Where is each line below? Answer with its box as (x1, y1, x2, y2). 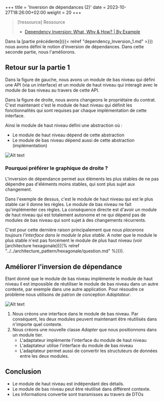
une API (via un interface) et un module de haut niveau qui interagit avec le (5, 82, 158, 88)
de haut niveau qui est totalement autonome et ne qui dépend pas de (5, 212, 146, 218)
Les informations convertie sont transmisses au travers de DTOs (12, 391, 144, 397)
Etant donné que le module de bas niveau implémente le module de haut (5, 276, 153, 282)
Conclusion (5, 368, 42, 376)
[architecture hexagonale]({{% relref (5, 243, 80, 249)
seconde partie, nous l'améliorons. (5, 49, 76, 55)
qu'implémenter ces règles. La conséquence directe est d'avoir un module (5, 206, 157, 213)
